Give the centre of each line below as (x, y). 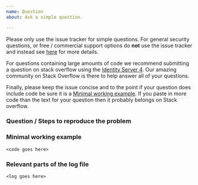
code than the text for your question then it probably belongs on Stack (92, 100)
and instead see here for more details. (52, 51)
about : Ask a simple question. (45, 17)
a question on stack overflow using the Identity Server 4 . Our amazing (91, 69)
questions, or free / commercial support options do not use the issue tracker (99, 46)
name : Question (25, 12)
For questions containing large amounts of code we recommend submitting (98, 63)
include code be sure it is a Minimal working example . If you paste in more (96, 93)
